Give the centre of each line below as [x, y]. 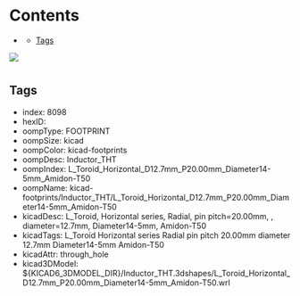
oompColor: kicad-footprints [75, 150]
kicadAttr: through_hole [65, 254]
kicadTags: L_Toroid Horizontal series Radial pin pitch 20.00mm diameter [156, 235]
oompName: [45, 187]
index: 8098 [44, 111]
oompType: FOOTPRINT [66, 131]
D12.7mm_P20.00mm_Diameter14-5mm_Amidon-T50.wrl [126, 283]
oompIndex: [44, 169]
